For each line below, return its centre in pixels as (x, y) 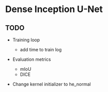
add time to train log (41, 50)
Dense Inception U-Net (54, 9)
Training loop (26, 40)
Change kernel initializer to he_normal (52, 84)
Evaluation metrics (32, 59)
